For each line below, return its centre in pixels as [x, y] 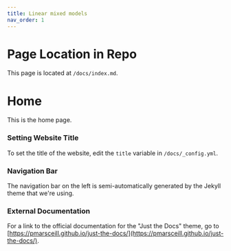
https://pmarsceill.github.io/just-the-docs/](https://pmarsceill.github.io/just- [117, 233]
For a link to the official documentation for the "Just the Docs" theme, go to [113, 226]
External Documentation [49, 211]
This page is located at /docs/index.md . [63, 73]
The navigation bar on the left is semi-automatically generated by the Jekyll [114, 185]
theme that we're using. [41, 193]
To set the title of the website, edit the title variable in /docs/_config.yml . [113, 153]
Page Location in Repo [72, 54]
